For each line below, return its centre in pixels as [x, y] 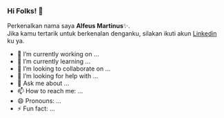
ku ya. [16, 41]
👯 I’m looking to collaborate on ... [64, 69]
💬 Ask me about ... [43, 83]
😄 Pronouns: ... [39, 101]
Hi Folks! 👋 [25, 11]
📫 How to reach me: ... [50, 91]
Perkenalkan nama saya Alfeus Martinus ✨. [69, 26]
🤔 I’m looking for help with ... [58, 76]
